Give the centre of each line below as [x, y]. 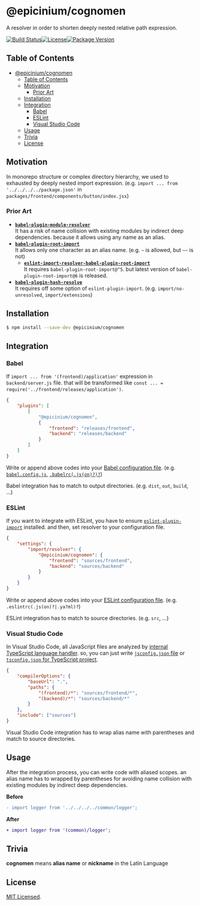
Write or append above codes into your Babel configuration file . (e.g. [91, 467]
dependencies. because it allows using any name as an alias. [90, 237]
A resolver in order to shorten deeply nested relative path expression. [92, 28]
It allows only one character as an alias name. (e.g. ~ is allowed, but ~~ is [104, 250]
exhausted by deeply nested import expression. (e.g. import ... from [92, 183]
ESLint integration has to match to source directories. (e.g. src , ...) [87, 618]
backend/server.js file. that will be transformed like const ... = [85, 383]
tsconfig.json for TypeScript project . [52, 659]
